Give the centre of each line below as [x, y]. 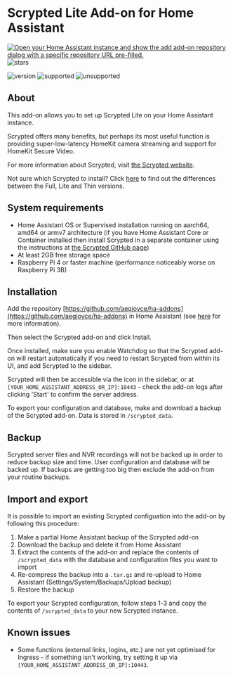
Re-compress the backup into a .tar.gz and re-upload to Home [109, 574]
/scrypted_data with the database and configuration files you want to [117, 560]
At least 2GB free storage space [64, 255]
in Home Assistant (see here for [175, 316]
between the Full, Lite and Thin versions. [66, 186]
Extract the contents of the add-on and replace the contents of [108, 552]
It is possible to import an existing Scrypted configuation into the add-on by [116, 516]
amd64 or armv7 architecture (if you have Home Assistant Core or [113, 232]
